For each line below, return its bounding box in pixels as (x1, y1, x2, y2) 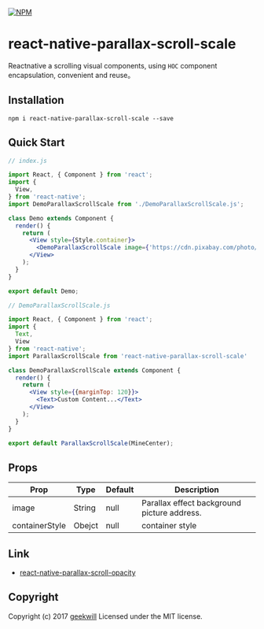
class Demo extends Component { (8, 214, 114, 222)
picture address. (141, 508, 202, 519)
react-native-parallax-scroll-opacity (19, 568, 136, 578)
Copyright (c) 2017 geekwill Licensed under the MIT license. (8, 611, 203, 621)
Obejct (73, 520, 98, 531)
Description (174, 484, 220, 495)
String (73, 502, 97, 513)
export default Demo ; (8, 287, 79, 295)
